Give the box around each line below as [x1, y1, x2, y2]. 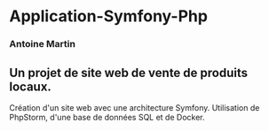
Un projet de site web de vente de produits [9, 65, 249, 81]
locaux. [9, 79, 51, 94]
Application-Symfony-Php [9, 6, 209, 27]
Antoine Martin [9, 38, 75, 50]
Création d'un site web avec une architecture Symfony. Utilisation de [9, 102, 260, 112]
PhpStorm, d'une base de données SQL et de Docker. [9, 112, 205, 122]
